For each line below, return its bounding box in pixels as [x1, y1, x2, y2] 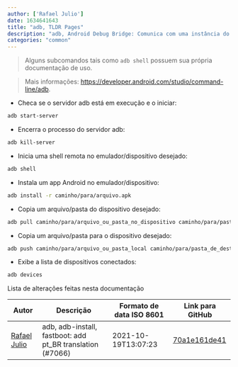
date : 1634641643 [7, 17, 59, 24]
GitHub [187, 310, 212, 320]
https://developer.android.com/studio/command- [80, 77, 224, 86]
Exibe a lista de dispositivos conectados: [17, 258, 137, 266]
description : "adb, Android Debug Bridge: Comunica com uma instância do [7, 30, 230, 38]
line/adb [24, 85, 50, 94]
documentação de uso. [24, 64, 93, 72]
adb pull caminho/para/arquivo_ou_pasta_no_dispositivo [7, 218, 176, 225]
